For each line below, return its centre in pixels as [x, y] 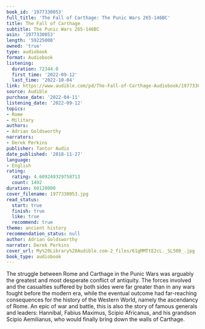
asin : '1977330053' [31, 35]
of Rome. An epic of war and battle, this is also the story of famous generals [102, 306]
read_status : [23, 199]
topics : [16, 109]
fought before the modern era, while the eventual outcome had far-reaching [102, 294]
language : [19, 160]
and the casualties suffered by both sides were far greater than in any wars [101, 287]
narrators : [20, 137]
